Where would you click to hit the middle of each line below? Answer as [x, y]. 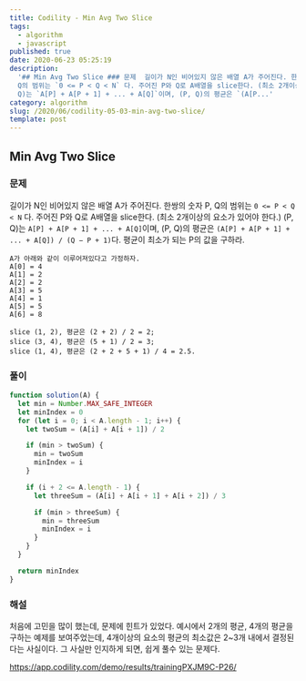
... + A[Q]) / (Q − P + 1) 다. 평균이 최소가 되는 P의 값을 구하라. [127, 239]
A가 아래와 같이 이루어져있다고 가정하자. [75, 259]
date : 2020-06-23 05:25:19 [61, 60]
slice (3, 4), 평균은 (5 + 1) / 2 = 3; [82, 341]
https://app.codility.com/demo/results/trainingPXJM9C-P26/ [123, 667]
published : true [40, 52]
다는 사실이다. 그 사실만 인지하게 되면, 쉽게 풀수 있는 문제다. [115, 649]
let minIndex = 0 [51, 412]
